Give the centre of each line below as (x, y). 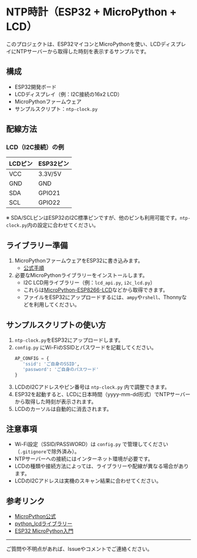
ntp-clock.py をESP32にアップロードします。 (69, 340)
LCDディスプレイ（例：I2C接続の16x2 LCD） (69, 94)
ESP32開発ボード (35, 87)
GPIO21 (49, 193)
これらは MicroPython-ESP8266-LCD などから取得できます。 (96, 290)
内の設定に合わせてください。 (63, 225)
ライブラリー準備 (37, 245)
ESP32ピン (54, 164)
